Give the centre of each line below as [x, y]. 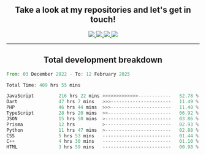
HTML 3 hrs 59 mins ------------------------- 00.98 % [103, 147]
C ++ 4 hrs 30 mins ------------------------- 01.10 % [103, 142]
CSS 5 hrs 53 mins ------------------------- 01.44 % [103, 136]
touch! [103, 20]
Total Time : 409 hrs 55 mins [44, 85]
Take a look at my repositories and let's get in [103, 10]
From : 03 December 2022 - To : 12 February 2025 [68, 74]
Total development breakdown [103, 60]
